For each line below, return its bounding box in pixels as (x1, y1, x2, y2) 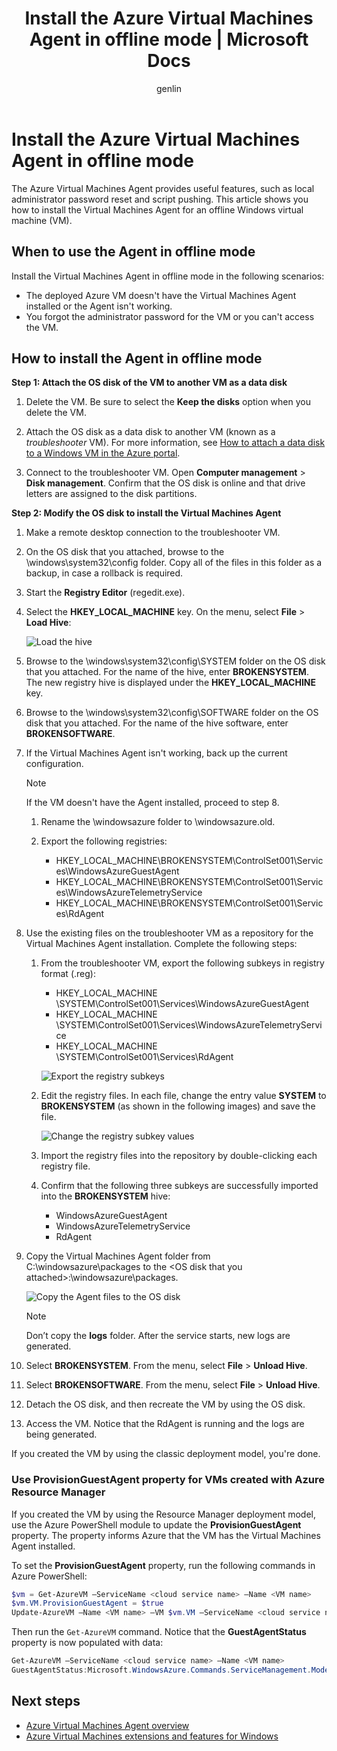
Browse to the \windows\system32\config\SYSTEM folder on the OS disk (25, 655, 326, 667)
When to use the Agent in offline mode (11, 243, 256, 261)
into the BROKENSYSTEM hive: (40, 1190, 171, 1202)
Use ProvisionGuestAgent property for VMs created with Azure (11, 1473, 325, 1487)
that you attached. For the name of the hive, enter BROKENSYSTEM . (25, 666, 309, 678)
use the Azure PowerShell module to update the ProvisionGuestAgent (11, 1518, 302, 1531)
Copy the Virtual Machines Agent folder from (25, 1250, 211, 1262)
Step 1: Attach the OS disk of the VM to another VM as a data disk (11, 377, 288, 389)
